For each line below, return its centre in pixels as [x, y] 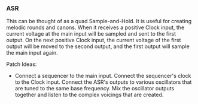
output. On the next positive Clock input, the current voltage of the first [94, 40]
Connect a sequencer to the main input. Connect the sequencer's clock [103, 76]
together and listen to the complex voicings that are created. [89, 95]
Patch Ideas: [22, 64]
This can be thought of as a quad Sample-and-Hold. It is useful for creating [99, 21]
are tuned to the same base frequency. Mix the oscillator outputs [95, 89]
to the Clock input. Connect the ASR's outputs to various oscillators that [103, 82]
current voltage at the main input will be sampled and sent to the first [91, 34]
